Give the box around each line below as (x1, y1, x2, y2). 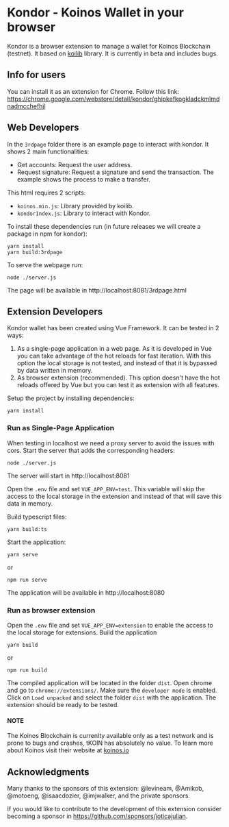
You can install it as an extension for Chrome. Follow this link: (7, 87, 180, 95)
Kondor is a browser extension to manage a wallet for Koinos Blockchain (7, 42, 211, 50)
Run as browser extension (7, 605, 96, 615)
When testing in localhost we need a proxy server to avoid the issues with (7, 439, 215, 447)
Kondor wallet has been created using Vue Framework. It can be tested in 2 (7, 324, 219, 332)
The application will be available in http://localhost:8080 (7, 588, 165, 597)
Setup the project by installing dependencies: (7, 394, 135, 402)
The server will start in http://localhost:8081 (7, 471, 130, 480)
